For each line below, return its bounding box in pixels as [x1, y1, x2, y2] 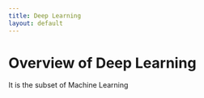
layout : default [8, 19, 63, 27]
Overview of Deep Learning [8, 54, 197, 72]
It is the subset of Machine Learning [8, 80, 129, 90]
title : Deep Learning [8, 11, 82, 20]
